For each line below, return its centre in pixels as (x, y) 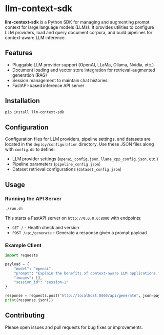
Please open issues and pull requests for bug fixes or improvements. (74, 327)
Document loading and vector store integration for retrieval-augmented (83, 70)
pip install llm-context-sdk (35, 112)
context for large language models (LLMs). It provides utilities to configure (80, 27)
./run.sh (14, 209)
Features (19, 53)
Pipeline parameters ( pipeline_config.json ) (56, 164)
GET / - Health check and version (46, 227)
